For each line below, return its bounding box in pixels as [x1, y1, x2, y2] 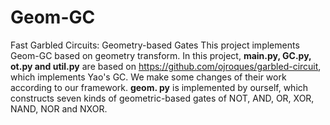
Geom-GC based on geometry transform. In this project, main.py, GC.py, [10, 49, 312, 61]
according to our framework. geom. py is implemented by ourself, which [10, 81, 309, 93]
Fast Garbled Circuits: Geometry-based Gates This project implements [10, 39, 300, 51]
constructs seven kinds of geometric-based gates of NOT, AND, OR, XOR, [10, 92, 315, 104]
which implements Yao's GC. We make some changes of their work [10, 71, 287, 83]
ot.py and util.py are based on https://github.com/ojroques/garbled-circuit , [10, 60, 322, 72]
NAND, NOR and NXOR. [10, 102, 108, 115]
